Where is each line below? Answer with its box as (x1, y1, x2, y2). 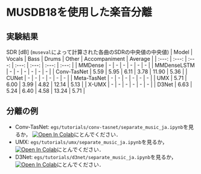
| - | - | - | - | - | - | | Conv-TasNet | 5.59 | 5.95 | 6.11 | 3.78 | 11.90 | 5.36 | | (6, 68, 188, 75)
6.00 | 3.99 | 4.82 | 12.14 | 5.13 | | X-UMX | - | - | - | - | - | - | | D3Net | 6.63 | (6, 81, 193, 88)
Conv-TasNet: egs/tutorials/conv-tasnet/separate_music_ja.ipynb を (14, 123, 189, 130)
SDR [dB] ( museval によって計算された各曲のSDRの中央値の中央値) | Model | (6, 49, 193, 55)
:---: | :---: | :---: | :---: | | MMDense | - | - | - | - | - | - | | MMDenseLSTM (14, 61, 195, 69)
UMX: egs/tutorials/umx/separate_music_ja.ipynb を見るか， (14, 138, 168, 145)
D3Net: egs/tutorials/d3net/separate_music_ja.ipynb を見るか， (14, 153, 177, 160)
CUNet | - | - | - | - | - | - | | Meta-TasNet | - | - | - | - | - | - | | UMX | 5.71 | (6, 75, 187, 81)
